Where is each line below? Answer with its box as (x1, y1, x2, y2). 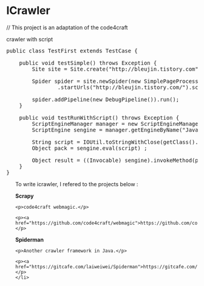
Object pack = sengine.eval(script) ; (32, 144, 148, 152)
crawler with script (6, 35, 53, 43)
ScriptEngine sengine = (32, 126, 103, 133)
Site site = (32, 65, 68, 72)
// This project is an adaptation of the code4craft (6, 24, 128, 31)
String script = (32, 138, 80, 145)
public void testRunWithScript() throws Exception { (19, 114, 180, 121)
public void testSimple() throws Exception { (19, 59, 157, 66)
